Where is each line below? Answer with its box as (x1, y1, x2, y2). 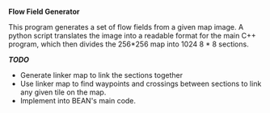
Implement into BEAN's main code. (19, 96, 136, 105)
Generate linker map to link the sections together (19, 71, 184, 79)
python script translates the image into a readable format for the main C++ (8, 31, 256, 40)
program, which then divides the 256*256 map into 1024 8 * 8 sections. (8, 39, 249, 49)
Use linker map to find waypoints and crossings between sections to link (19, 79, 262, 88)
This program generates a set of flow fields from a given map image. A (8, 22, 244, 31)
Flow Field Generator (8, 7, 80, 16)
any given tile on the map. (19, 87, 107, 97)
